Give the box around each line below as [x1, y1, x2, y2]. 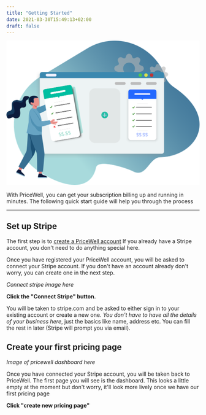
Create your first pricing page [6, 342, 122, 352]
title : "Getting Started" [6, 10, 72, 16]
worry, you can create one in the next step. [6, 269, 115, 276]
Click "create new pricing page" [6, 401, 90, 409]
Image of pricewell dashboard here [6, 358, 96, 365]
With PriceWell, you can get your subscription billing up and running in [6, 191, 184, 198]
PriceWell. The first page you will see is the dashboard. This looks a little [6, 376, 189, 384]
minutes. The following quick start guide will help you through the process [6, 197, 194, 205]
